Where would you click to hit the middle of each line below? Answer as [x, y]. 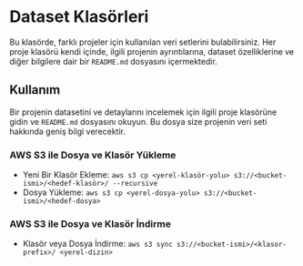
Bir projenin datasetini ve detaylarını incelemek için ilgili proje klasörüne [143, 112]
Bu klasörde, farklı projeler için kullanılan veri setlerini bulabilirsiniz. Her [143, 42]
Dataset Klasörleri [79, 17]
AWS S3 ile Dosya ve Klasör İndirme [90, 223]
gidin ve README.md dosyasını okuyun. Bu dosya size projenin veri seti [138, 121]
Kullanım [35, 90]
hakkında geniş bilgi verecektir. [67, 131]
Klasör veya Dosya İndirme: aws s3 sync [97, 244]
